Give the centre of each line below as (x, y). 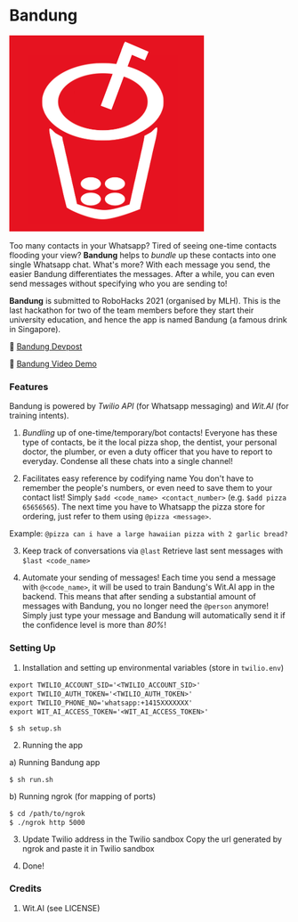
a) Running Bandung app (55, 762)
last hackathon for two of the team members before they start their (132, 310)
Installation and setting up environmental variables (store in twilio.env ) (153, 667)
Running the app (52, 745)
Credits (25, 889)
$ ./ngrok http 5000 (48, 822)
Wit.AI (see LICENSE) (61, 908)
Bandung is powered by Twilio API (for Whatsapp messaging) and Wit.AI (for (149, 406)
